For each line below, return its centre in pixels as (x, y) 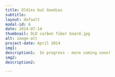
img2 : (11, 57)
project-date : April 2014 (33, 43)
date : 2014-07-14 (24, 29)
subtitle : (16, 15)
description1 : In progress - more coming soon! (58, 53)
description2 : (20, 62)
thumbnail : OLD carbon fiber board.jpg (48, 34)
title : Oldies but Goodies (34, 10)
